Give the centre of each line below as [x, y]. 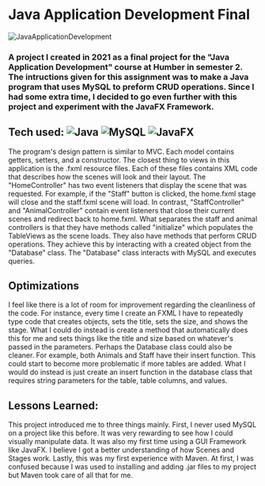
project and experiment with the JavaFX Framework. [112, 106]
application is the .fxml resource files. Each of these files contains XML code [133, 168]
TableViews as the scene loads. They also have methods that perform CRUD [132, 235]
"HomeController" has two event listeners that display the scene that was [128, 185]
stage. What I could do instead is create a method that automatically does [128, 330]
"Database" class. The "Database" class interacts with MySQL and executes [132, 252]
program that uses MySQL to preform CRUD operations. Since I [131, 86]
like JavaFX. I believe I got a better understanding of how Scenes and [121, 450]
